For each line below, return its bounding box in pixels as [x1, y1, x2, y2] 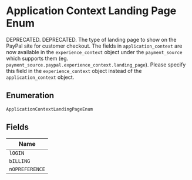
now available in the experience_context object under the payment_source [6, 48, 183, 55]
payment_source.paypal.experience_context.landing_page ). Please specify [6, 61, 186, 68]
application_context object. [6, 74, 75, 81]
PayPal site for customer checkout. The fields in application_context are [6, 42, 183, 49]
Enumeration [6, 91, 55, 101]
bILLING [9, 158, 31, 164]
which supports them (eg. [6, 55, 69, 62]
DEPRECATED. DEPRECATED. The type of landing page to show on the [6, 36, 177, 43]
